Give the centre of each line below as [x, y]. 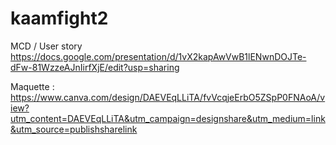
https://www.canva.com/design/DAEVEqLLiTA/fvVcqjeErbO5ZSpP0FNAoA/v [168, 97]
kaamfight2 [59, 18]
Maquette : [32, 86]
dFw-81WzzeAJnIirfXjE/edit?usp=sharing [95, 67]
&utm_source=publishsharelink [74, 129]
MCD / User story [46, 46]
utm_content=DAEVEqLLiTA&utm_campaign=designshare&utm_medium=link [168, 118]
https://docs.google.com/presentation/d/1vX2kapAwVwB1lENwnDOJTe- [158, 56]
